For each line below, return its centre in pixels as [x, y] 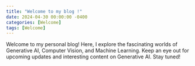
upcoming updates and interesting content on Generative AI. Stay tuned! [93, 57]
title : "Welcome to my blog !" [44, 11]
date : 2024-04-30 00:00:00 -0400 [47, 17]
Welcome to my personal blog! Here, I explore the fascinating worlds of [92, 44]
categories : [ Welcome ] [34, 22]
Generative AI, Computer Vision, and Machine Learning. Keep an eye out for [97, 51]
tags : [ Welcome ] [26, 28]
